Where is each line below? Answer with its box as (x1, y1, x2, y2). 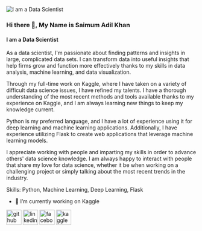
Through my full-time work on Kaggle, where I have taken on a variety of (6, 80, 187, 88)
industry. (6, 174, 28, 181)
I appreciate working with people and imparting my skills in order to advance (6, 149, 197, 156)
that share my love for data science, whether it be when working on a (6, 161, 178, 169)
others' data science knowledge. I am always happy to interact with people (6, 155, 192, 163)
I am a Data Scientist (6, 36, 58, 43)
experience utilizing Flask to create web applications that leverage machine (6, 131, 194, 138)
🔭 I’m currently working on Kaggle (14, 198, 99, 205)
